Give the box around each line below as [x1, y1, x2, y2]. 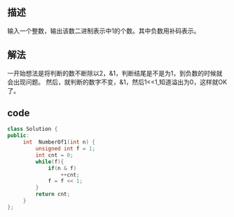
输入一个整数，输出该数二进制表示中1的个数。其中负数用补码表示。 [7, 27, 200, 35]
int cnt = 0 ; [35, 151, 74, 159]
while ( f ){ [35, 158, 64, 165]
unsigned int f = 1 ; [35, 146, 96, 153]
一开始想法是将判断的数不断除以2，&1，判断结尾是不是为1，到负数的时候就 [7, 69, 223, 77]
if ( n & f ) [48, 164, 77, 171]
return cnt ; [35, 191, 71, 198]
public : [7, 132, 30, 139]
